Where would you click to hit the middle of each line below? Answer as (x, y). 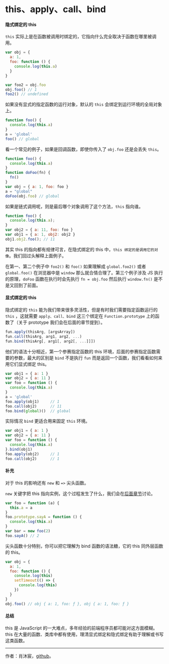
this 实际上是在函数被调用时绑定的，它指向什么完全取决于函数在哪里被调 (81, 37)
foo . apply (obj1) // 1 (32, 402)
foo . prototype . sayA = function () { (44, 517)
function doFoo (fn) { (28, 173)
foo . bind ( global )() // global (38, 411)
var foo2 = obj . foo (26, 85)
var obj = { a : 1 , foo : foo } (37, 186)
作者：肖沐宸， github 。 (29, 656)
